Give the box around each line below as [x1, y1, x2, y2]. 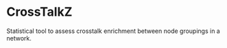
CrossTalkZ [6, 4, 73, 20]
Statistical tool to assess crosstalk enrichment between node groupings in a [6, 27, 220, 35]
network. [6, 34, 32, 42]
